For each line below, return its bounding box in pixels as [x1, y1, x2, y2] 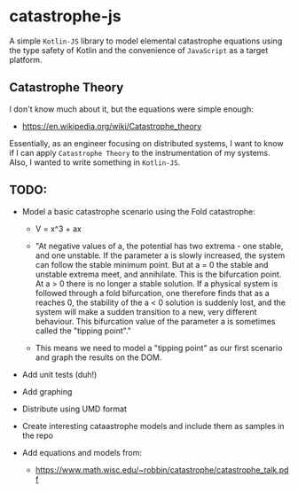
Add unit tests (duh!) [21, 369, 98, 380]
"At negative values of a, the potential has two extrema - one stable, [35, 240, 284, 251]
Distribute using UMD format [21, 403, 127, 414]
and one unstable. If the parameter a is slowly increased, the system [35, 250, 286, 261]
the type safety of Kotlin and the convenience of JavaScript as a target [9, 44, 269, 55]
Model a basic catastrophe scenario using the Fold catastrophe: [21, 206, 255, 216]
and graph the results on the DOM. [35, 352, 162, 363]
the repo [21, 430, 53, 441]
